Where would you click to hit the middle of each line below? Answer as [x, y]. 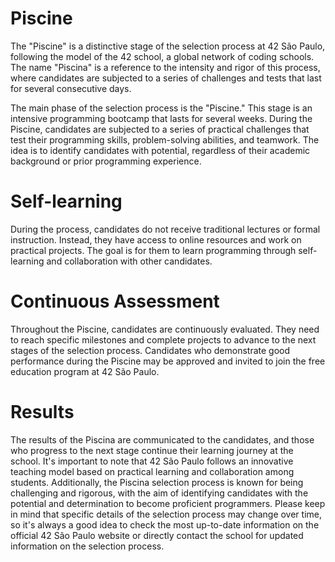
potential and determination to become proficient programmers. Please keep [168, 503]
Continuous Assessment [115, 301]
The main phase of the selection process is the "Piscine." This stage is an [161, 108]
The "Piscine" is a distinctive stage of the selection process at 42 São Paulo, [168, 46]
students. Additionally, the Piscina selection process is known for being [157, 482]
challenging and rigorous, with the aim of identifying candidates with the [159, 493]
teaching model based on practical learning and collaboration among [152, 471]
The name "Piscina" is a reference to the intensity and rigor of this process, [165, 67]
